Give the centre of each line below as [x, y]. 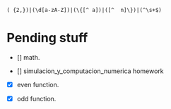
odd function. [36, 99]
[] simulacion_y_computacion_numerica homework [90, 71]
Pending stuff [47, 38]
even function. [38, 84]
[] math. [28, 57]
